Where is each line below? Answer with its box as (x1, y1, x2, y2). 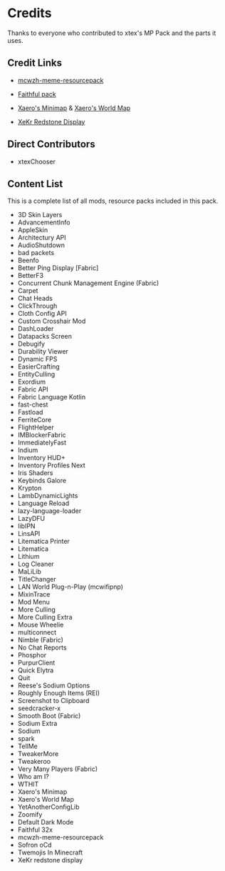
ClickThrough (17, 302, 58, 310)
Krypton (17, 484, 42, 492)
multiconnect (17, 628, 57, 637)
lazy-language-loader (17, 507, 82, 515)
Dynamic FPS (17, 355, 58, 364)
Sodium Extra (17, 720, 58, 728)
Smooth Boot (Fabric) (17, 712, 81, 720)
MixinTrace (17, 590, 51, 599)
